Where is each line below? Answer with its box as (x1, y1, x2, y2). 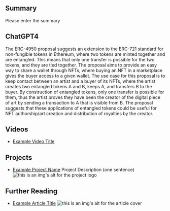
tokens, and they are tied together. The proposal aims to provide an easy (5, 62, 157, 68)
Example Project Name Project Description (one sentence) (12, 167, 134, 173)
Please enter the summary (5, 17, 60, 23)
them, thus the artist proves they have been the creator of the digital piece (5, 94, 161, 100)
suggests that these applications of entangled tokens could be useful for (5, 105, 157, 111)
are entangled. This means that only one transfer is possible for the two (5, 56, 155, 62)
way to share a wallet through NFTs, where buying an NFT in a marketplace (5, 67, 163, 73)
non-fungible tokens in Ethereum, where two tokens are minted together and (5, 51, 165, 57)
